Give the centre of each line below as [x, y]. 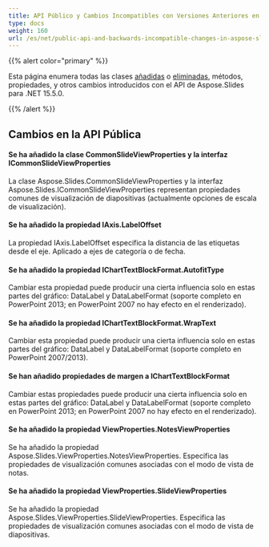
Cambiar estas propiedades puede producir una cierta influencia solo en [128, 394]
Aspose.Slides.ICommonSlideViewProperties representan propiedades [124, 189]
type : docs [26, 23]
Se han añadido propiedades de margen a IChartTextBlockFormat [119, 376]
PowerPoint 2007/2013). [48, 358]
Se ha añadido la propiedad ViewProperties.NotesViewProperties [119, 429]
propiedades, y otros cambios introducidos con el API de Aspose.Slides [126, 85]
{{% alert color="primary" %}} [58, 61]
